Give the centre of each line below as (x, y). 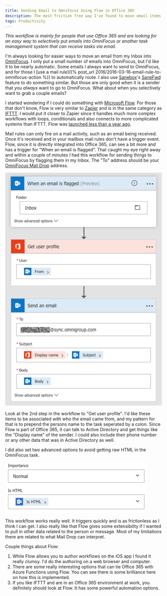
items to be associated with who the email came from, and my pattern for (80, 419)
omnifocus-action (23, 77)
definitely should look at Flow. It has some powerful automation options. (86, 588)
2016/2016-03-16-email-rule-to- (128, 72)
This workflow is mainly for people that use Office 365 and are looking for (81, 36)
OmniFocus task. (22, 455)
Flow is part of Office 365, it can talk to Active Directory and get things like (82, 429)
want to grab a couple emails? (36, 93)
